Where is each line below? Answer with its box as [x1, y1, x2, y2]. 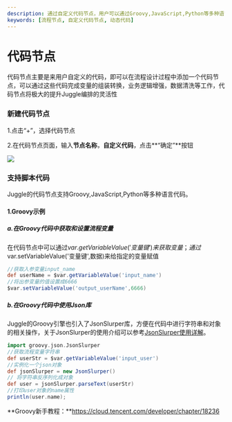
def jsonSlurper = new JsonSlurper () [7, 368, 116, 375]
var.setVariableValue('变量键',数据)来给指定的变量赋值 [7, 252, 159, 260]
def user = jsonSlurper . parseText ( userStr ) [7, 380, 135, 388]
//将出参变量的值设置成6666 [7, 279, 77, 285]
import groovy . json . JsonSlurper [7, 342, 100, 349]
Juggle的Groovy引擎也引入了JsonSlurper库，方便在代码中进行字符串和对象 [7, 319, 221, 328]
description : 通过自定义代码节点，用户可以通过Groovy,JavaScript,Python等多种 [7, 10, 220, 17]
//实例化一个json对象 [7, 361, 62, 368]
